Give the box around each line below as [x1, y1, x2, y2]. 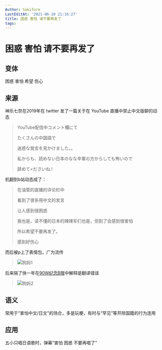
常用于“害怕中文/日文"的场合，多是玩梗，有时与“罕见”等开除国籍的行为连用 [5, 310, 156, 316]
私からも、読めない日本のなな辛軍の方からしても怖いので [17, 156, 133, 162]
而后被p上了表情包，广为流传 [5, 249, 64, 255]
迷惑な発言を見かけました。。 [17, 145, 75, 151]
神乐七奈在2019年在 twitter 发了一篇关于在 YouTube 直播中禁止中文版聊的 [5, 108, 153, 114]
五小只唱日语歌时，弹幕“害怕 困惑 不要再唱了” [5, 340, 97, 346]
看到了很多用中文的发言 [17, 197, 65, 203]
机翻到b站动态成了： [5, 177, 46, 183]
